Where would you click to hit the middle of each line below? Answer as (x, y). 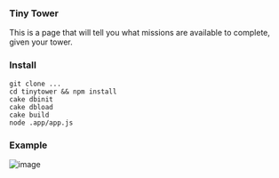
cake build (29, 115)
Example (28, 145)
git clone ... (36, 84)
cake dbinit (31, 99)
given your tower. (41, 42)
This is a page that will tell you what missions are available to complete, (140, 33)
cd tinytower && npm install (63, 92)
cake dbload (31, 107)
